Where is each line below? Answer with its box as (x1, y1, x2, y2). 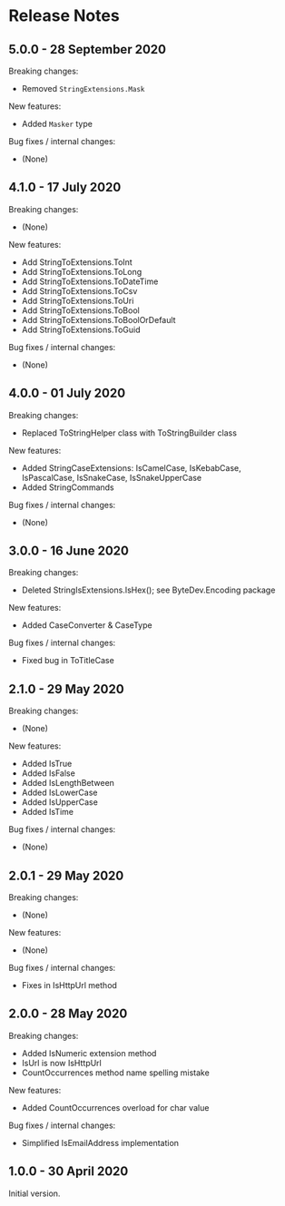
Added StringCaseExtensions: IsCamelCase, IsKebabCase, (21, 462, 241, 473)
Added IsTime (21, 807, 74, 818)
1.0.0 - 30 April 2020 (8, 1163, 129, 1180)
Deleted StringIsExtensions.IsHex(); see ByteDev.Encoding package (21, 584, 276, 595)
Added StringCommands (21, 482, 114, 493)
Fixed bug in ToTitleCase (21, 655, 114, 666)
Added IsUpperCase (21, 797, 99, 808)
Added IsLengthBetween (21, 778, 115, 789)
